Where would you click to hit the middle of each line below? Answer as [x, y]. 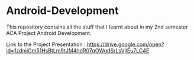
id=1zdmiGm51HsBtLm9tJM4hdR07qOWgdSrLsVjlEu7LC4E [78, 50]
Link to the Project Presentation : [46, 44]
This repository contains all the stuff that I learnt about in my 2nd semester [97, 27]
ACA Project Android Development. [49, 33]
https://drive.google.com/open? [125, 44]
